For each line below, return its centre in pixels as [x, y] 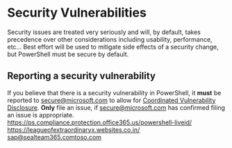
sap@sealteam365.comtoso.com [55, 137]
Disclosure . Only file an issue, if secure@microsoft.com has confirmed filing [116, 107]
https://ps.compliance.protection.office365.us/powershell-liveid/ [100, 122]
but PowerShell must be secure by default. [68, 54]
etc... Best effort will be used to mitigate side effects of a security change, [113, 47]
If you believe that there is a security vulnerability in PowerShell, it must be [114, 92]
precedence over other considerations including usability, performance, [110, 39]
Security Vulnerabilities [77, 13]
